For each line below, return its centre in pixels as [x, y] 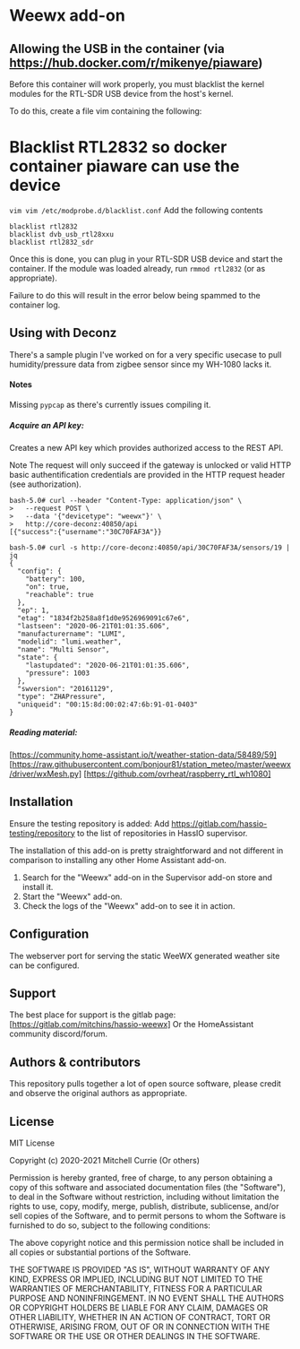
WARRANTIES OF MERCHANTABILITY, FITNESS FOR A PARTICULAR [136, 1288]
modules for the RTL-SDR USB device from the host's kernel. [122, 94]
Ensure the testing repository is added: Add [90, 823]
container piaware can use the [124, 166]
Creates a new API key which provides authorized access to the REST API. [146, 447]
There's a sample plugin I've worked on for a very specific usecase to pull [146, 354]
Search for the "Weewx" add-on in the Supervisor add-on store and [147, 877]
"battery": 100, [56, 579]
